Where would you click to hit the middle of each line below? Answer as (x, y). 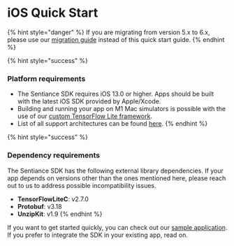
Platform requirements (46, 78)
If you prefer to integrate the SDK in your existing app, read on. (98, 235)
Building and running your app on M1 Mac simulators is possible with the (122, 109)
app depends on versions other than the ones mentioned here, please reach (117, 178)
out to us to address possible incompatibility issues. (82, 185)
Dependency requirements (53, 155)
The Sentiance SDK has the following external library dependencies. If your (115, 171)
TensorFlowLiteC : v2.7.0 (53, 199)
